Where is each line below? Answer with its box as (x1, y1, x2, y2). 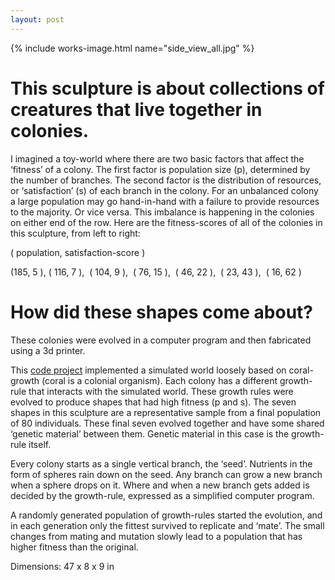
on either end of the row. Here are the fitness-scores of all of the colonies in (10, 216, 323, 228)
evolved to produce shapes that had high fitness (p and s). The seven (10, 396, 297, 408)
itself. (28, 438, 52, 450)
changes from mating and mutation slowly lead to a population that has (10, 530, 303, 542)
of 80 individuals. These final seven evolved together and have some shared (10, 417, 325, 429)
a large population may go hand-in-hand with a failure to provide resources (10, 195, 320, 207)
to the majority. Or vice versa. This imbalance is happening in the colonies (10, 206, 315, 218)
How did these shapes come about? (10, 301, 314, 323)
